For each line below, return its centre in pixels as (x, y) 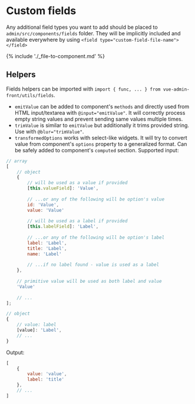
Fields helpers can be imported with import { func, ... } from (83, 89)
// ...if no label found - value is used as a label (93, 265)
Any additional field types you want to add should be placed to (82, 27)
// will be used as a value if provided (77, 183)
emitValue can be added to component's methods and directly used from (102, 106)
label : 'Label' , (47, 243)
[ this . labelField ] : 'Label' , (63, 227)
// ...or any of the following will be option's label (96, 238)
